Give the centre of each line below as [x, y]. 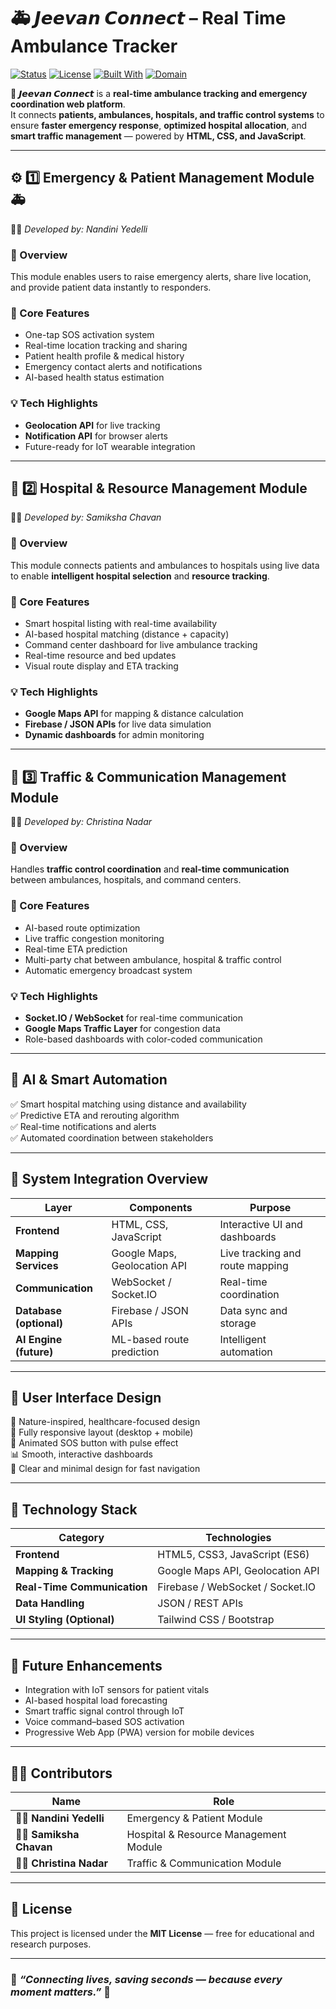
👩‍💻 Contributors [61, 1773]
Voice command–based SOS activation [104, 1722]
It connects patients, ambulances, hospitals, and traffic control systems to [167, 114]
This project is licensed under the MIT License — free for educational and [162, 1933]
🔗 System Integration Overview [109, 1179]
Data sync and [253, 1310]
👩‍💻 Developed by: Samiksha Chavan [86, 517]
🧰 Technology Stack [74, 1509]
